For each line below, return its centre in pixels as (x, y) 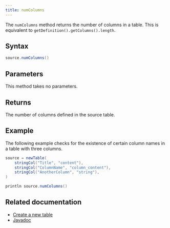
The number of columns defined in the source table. (60, 115)
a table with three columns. (34, 149)
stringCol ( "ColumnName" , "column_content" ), (63, 168)
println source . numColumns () (36, 186)
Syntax (17, 46)
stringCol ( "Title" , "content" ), (49, 163)
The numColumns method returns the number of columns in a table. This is (82, 25)
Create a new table (33, 214)
